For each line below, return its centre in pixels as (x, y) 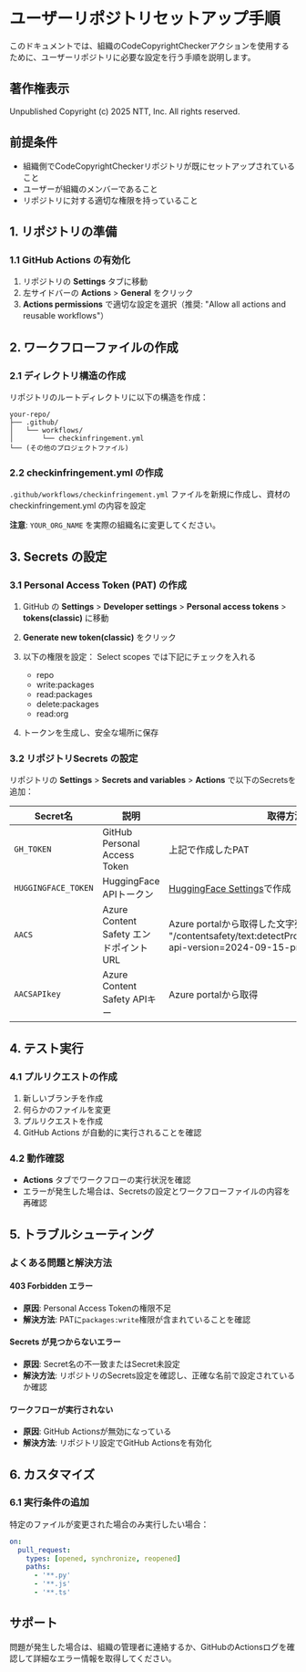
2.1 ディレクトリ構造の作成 (68, 375)
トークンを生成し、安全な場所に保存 (91, 732)
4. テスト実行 (46, 1048)
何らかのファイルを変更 (66, 1109)
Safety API (125, 999)
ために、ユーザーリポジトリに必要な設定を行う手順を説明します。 (133, 57)
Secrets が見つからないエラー (65, 1342)
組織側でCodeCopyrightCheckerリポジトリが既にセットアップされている (159, 166)
